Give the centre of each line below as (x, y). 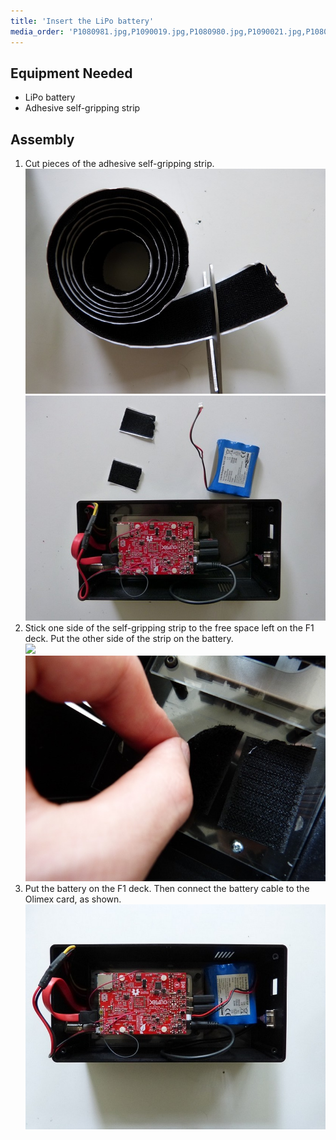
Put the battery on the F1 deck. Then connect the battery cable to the (167, 888)
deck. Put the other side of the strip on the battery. (129, 639)
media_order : (37, 31)
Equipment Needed (71, 73)
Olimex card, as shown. (73, 899)
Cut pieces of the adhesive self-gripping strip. (119, 164)
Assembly (42, 139)
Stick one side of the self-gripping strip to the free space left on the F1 (169, 628)
